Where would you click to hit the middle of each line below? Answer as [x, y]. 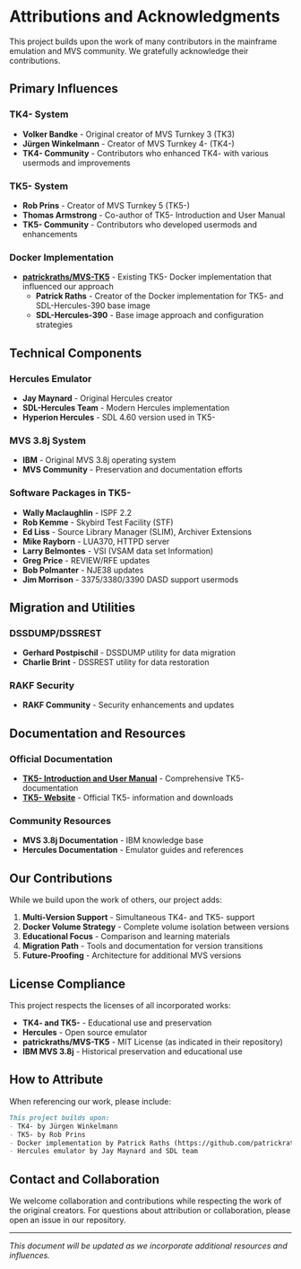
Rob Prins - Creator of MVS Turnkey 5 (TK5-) [106, 205]
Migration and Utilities [73, 607]
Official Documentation [61, 759]
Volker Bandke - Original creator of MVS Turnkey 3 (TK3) [129, 134]
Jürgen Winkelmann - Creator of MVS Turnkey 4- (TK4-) [128, 143]
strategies [54, 324]
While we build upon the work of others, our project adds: [116, 900]
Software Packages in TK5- [70, 493]
